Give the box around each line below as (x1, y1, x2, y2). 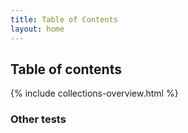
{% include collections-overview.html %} (10, 87, 179, 100)
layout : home (10, 24, 65, 34)
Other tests (10, 112, 67, 126)
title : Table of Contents (10, 14, 118, 25)
